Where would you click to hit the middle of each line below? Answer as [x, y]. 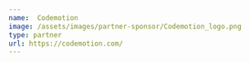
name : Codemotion [43, 18]
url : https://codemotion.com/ [66, 43]
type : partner [36, 35]
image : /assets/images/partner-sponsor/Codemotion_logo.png [125, 26]
